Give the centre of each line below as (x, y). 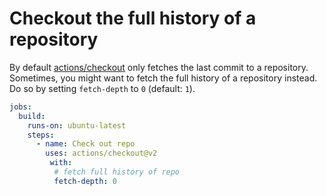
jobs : (20, 107)
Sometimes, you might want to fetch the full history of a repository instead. (163, 78)
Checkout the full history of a (133, 18)
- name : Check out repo (85, 144)
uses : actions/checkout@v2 (101, 153)
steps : (41, 135)
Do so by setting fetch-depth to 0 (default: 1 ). (102, 88)
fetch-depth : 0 (85, 181)
